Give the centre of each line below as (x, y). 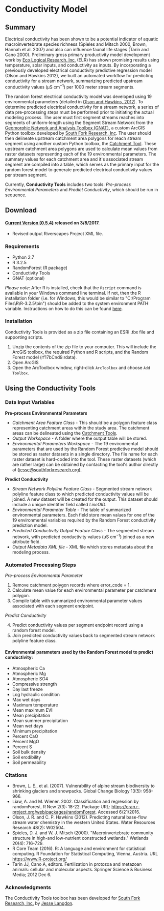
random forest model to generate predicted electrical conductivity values (79, 169)
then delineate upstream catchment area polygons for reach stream (73, 138)
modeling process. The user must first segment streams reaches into (75, 117)
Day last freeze (27, 689)
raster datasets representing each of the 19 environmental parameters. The (81, 154)
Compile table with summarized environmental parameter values (77, 601)
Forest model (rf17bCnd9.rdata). (45, 357)
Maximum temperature (35, 705)
